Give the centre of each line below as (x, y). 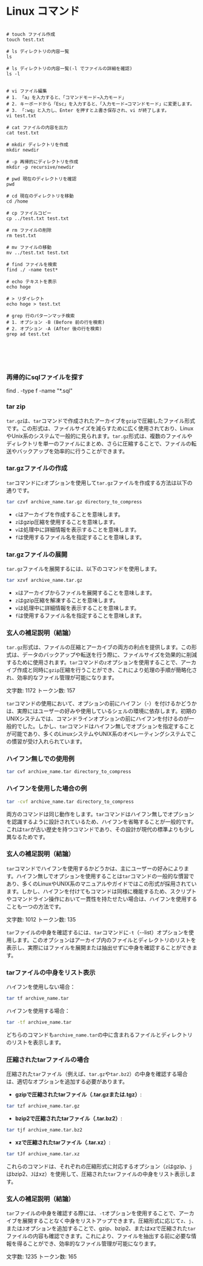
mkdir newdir (23, 150)
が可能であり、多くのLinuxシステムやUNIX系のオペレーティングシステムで (99, 734)
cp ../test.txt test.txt (38, 219)
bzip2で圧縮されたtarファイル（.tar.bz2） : (68, 1119)
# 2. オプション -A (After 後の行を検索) (54, 329)
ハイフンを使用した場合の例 (47, 789)
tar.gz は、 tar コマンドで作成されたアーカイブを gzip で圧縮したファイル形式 (101, 421)
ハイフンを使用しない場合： (41, 987)
